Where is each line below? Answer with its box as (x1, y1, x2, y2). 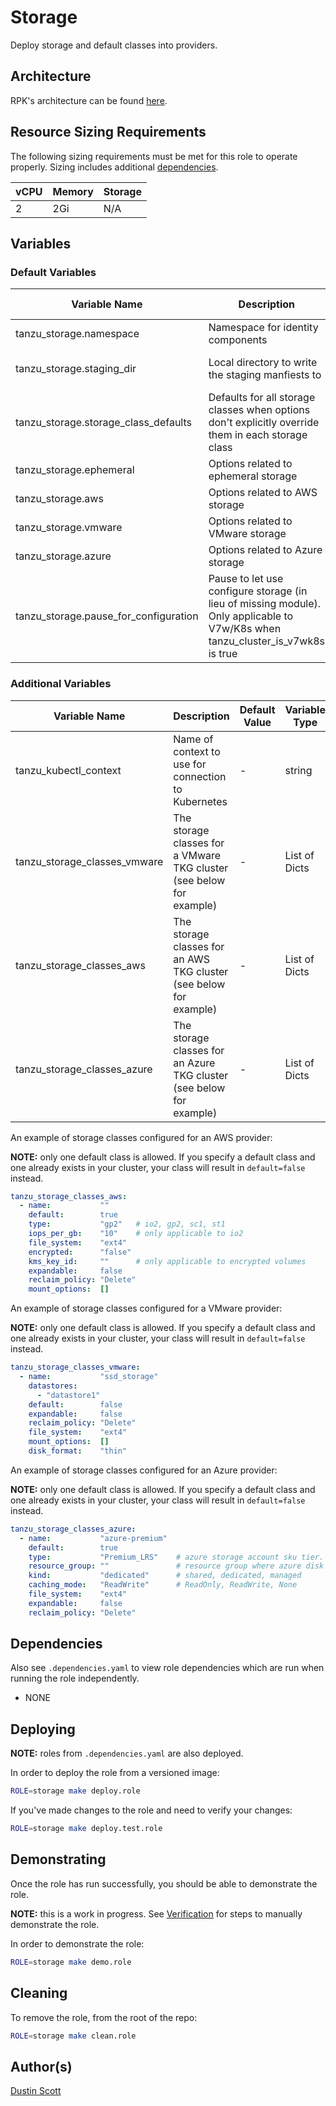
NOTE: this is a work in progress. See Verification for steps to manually (10, 1907, 303, 1920)
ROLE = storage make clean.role (10, 2031, 137, 2041)
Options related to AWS (208, 486, 318, 500)
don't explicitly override (208, 416, 320, 430)
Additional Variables (10, 677, 112, 691)
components (208, 333, 268, 347)
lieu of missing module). (208, 597, 322, 611)
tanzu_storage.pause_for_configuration (15, 609, 199, 623)
